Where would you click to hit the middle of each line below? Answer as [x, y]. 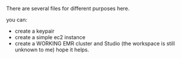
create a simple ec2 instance [50, 37]
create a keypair [34, 31]
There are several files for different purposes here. [68, 8]
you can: [17, 20]
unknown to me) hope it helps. [52, 50]
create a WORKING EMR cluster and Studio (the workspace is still [95, 44]
